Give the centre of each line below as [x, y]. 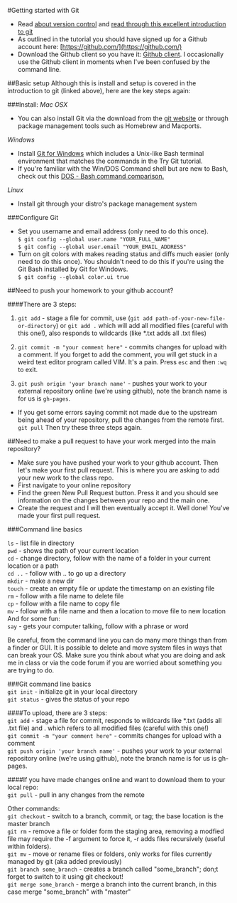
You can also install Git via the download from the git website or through [123, 118]
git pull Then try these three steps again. [80, 427]
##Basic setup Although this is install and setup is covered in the [102, 83]
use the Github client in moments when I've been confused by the [114, 62]
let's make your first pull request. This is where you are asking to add [118, 470]
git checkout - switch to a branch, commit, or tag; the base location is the [115, 816]
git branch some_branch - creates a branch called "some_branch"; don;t [113, 869]
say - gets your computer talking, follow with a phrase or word [98, 626]
